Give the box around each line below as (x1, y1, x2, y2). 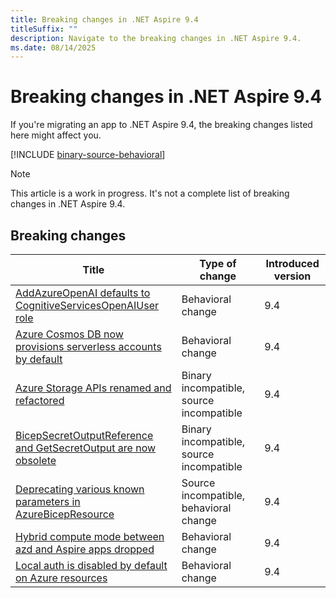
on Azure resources (15, 571, 108, 585)
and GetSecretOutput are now (15, 441, 157, 455)
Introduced (265, 257, 320, 270)
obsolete (15, 454, 57, 467)
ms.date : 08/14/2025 (10, 42, 97, 53)
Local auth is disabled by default (15, 559, 168, 572)
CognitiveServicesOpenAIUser (15, 299, 160, 312)
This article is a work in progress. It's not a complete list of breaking (10, 187, 290, 200)
